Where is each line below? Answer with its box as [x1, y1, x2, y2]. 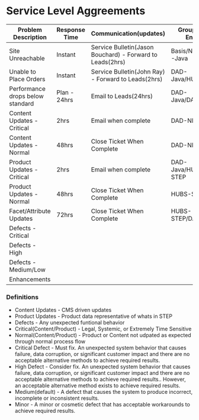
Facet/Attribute [9, 206, 52, 215]
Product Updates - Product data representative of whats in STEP [14, 313, 173, 320]
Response [56, 26, 86, 34]
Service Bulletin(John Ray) [91, 67, 165, 75]
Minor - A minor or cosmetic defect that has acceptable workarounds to [14, 401, 191, 408]
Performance [9, 84, 46, 93]
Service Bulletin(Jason [91, 43, 154, 51]
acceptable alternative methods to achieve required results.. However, [14, 376, 187, 383]
